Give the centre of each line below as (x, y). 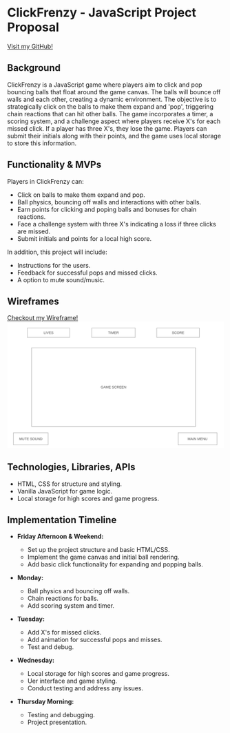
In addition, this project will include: (57, 252)
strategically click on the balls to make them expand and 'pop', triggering (110, 106)
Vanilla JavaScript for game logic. (65, 491)
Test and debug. (51, 647)
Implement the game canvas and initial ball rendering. (103, 557)
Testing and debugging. (61, 715)
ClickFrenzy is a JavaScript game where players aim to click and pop (105, 85)
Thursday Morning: (45, 702)
